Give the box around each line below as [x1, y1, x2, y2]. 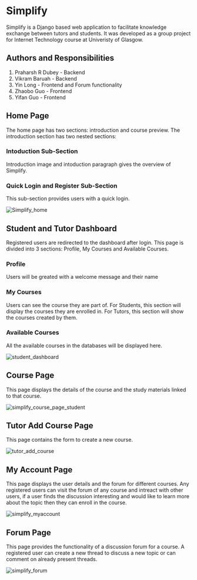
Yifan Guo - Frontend [14, 94, 66, 101]
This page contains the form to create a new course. [6, 436, 133, 444]
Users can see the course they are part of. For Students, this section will [6, 301, 181, 308]
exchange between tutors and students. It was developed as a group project [6, 29, 191, 36]
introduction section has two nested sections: [6, 132, 116, 139]
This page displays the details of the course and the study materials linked [6, 386, 186, 393]
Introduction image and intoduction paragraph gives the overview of [6, 161, 171, 168]
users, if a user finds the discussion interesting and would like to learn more [6, 493, 190, 500]
